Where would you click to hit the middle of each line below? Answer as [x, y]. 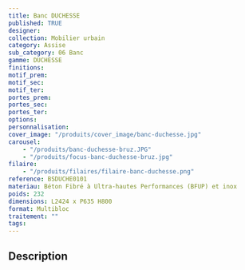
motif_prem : [28, 75]
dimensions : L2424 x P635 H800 [60, 201]
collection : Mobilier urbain [57, 38]
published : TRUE [35, 23]
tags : [17, 224]
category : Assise [37, 46]
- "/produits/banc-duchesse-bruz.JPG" [87, 149]
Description [38, 256]
